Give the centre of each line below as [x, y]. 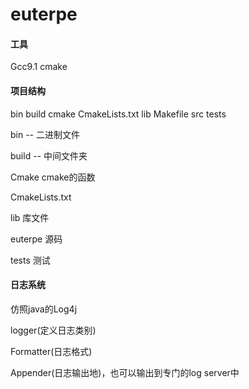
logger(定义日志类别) [53, 330]
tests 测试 [30, 260]
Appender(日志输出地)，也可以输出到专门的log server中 [125, 372]
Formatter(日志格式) [51, 351]
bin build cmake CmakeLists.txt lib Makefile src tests [118, 114]
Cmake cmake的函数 [53, 177]
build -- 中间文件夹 [49, 155]
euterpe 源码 [36, 239]
